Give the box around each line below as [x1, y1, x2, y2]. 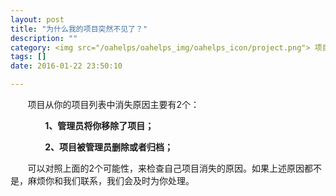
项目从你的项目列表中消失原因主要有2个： [27, 99, 200, 110]
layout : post [10, 14, 65, 25]
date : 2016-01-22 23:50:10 [10, 61, 123, 71]
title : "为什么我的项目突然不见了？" [10, 24, 148, 34]
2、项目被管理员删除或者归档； [44, 141, 173, 153]
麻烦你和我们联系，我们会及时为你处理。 [27, 175, 195, 186]
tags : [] [10, 52, 47, 62]
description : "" [10, 33, 78, 43]
